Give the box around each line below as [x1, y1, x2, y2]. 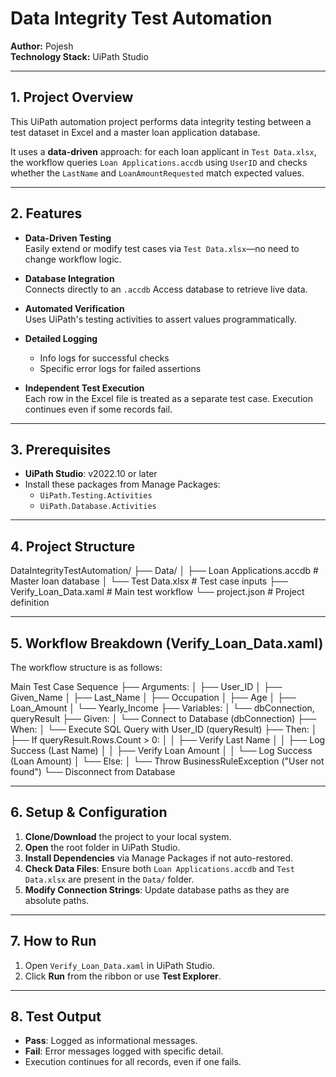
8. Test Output [10, 1008, 102, 1026]
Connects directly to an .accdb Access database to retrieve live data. [24, 283, 308, 295]
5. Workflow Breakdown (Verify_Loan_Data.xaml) [10, 635, 324, 652]
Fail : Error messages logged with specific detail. [24, 1045, 224, 1057]
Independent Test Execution [24, 382, 145, 394]
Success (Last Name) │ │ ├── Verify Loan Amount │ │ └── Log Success [10, 745, 313, 756]
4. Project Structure [10, 538, 136, 555]
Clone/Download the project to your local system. [24, 830, 232, 842]
